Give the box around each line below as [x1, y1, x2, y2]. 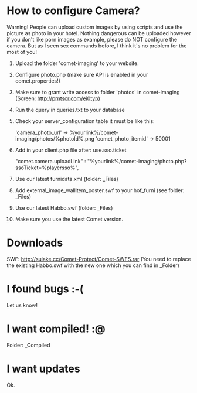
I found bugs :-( [6, 282, 84, 296]
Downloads [6, 236, 63, 250]
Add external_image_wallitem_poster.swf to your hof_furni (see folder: [15, 186, 185, 194]
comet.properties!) [15, 77, 61, 84]
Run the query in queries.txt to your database [15, 106, 125, 113]
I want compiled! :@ [6, 322, 106, 335]
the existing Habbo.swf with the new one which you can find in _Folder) [6, 262, 179, 269]
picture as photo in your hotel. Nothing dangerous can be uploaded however [6, 29, 191, 36]
